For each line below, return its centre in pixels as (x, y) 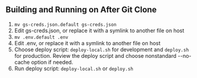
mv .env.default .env (41, 37)
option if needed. (52, 62)
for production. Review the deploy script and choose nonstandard (96, 55)
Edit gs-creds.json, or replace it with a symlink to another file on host (99, 30)
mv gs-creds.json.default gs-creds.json (65, 24)
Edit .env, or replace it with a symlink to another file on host (87, 43)
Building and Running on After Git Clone (81, 10)
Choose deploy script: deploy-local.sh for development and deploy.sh (101, 49)
